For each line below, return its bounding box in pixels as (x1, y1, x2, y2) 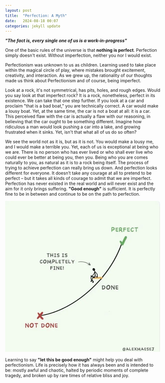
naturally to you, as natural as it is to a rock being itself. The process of (5, 160, 149, 166)
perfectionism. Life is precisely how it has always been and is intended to (5, 362, 154, 368)
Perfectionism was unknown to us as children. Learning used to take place (5, 62, 156, 68)
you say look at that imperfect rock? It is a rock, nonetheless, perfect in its (5, 93, 156, 99)
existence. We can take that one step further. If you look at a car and (5, 98, 144, 104)
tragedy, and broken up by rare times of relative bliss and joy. (5, 372, 130, 378)
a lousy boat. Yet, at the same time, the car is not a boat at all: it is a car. (5, 108, 151, 114)
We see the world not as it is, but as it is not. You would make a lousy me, (5, 139, 154, 145)
